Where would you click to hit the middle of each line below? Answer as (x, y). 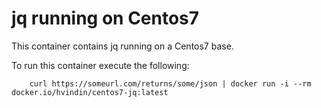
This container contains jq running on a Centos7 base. (122, 46)
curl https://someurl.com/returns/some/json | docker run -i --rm (170, 83)
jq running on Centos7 (105, 18)
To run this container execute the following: (100, 65)
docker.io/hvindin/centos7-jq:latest (90, 92)
